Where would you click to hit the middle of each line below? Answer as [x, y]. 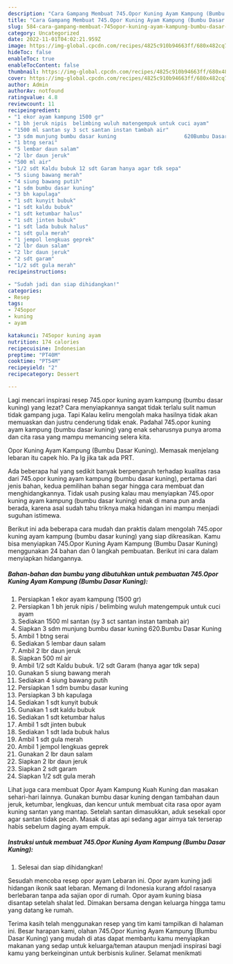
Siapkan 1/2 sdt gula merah [57, 776]
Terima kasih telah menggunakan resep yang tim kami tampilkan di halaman [116, 923]
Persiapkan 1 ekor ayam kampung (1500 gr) [80, 599]
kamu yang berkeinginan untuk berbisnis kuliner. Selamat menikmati [105, 953]
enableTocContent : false [44, 65]
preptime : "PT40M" [34, 355]
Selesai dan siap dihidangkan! [60, 867]
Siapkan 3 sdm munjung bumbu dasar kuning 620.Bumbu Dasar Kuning [120, 628]
